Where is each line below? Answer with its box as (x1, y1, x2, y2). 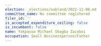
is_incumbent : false (5, 25, 47, 30)
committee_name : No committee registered (5, 11, 90, 16)
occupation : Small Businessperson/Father (5, 34, 90, 39)
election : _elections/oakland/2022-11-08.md (5, 7, 97, 12)
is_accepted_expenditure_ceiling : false (5, 20, 88, 25)
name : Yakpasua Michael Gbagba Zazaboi (5, 29, 86, 34)
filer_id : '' (5, 16, 32, 21)
